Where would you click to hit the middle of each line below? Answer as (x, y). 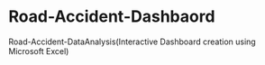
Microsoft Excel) (39, 51)
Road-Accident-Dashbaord (112, 17)
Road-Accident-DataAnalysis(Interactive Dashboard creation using (132, 42)
